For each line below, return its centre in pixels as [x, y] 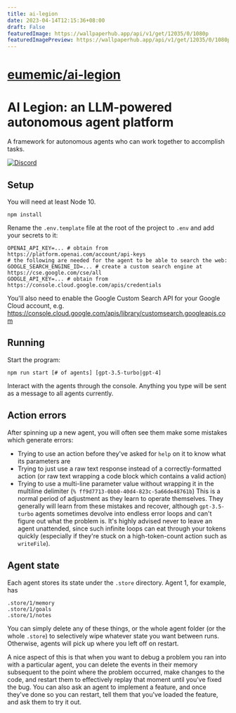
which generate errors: [40, 440]
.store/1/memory [31, 603]
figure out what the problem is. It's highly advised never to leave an [115, 521]
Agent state [33, 565]
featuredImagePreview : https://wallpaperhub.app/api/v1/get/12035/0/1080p [119, 40]
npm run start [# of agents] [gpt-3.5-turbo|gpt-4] [84, 373]
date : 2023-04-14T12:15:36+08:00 [56, 20]
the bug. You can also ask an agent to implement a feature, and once [107, 687]
